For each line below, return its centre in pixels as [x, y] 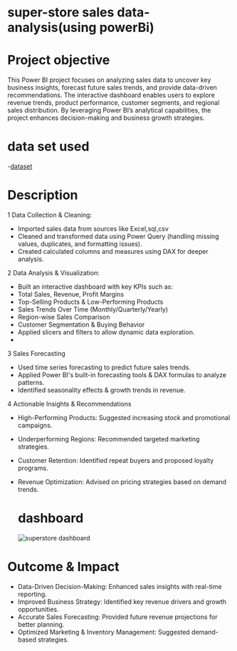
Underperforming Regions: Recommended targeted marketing [109, 439]
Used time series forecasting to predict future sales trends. [104, 367]
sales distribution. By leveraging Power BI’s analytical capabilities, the [109, 111]
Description [43, 195]
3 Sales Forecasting [36, 353]
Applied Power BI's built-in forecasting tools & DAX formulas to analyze [122, 375]
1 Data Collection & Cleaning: [50, 215]
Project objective [59, 60]
